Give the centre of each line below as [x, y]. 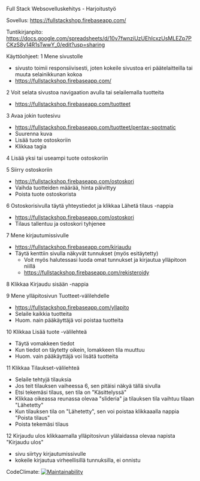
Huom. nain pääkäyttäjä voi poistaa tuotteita [69, 320]
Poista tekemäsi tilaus [42, 424]
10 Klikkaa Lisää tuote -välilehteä [47, 332]
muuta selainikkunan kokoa [49, 74]
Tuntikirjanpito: [25, 32]
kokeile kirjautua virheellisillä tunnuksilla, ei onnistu [78, 460]
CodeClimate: [23, 472]
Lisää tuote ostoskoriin [43, 140]
